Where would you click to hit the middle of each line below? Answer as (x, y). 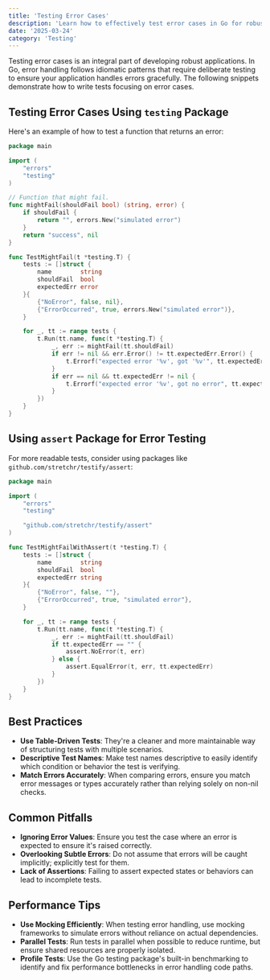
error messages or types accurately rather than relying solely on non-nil (139, 784)
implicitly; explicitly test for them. (75, 863)
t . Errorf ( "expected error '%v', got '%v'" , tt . (147, 361)
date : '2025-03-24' (41, 31)
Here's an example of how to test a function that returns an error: (116, 132)
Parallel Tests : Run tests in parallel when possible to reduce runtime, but (140, 941)
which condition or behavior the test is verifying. (100, 767)
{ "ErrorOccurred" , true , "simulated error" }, (115, 600)
